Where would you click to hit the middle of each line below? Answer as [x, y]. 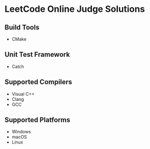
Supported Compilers [38, 82]
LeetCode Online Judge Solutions [75, 9]
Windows [21, 132]
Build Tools [22, 27]
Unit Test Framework [37, 55]
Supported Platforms [37, 120]
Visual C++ [23, 94]
